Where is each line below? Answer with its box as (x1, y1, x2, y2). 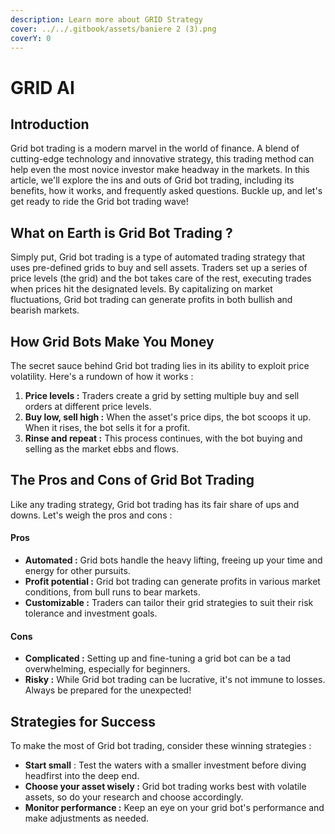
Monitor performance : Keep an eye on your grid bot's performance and (24, 802, 325, 814)
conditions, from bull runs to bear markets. (24, 586, 201, 598)
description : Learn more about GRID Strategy (10, 14, 203, 25)
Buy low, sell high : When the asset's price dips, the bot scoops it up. (24, 411, 312, 423)
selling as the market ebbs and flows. (24, 443, 179, 455)
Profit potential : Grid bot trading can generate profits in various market (24, 576, 321, 588)
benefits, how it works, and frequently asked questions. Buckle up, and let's (10, 185, 323, 197)
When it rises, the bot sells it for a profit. (24, 422, 191, 433)
